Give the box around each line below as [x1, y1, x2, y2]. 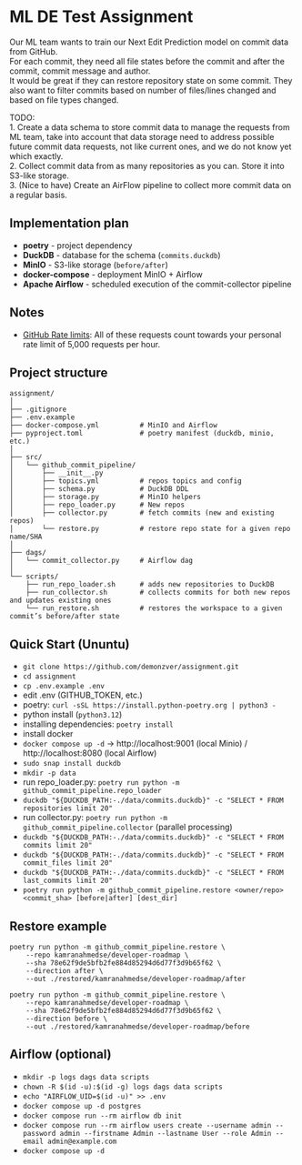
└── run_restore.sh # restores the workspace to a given [25, 604, 283, 613]
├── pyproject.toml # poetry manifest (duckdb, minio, [9, 429, 275, 438]
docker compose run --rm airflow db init [22, 1111, 182, 1120]
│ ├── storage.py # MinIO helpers [9, 493, 202, 502]
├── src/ [9, 453, 43, 462]
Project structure [9, 365, 108, 380]
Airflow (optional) [9, 1047, 112, 1062]
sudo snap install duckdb [22, 759, 121, 768]
